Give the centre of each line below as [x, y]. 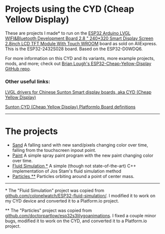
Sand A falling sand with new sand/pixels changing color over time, [80, 145]
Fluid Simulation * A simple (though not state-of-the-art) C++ [74, 166]
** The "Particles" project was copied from [49, 210]
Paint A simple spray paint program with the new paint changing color [83, 155]
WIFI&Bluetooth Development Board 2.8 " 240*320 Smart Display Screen [79, 38]
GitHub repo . [18, 69]
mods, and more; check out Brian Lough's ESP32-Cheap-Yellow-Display [78, 63]
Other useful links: [28, 81]
